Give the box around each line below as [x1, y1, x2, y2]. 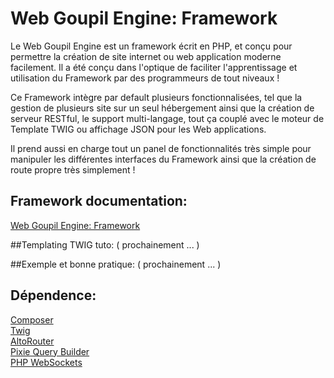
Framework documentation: [10, 193, 188, 210]
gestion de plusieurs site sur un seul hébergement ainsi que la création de [10, 102, 315, 114]
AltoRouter [10, 335, 55, 347]
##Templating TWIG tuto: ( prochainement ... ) [10, 238, 200, 251]
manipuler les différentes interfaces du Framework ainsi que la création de [10, 153, 317, 165]
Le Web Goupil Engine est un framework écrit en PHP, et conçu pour [10, 40, 293, 52]
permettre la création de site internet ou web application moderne [10, 50, 282, 62]
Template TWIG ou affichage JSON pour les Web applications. [10, 123, 267, 135]
